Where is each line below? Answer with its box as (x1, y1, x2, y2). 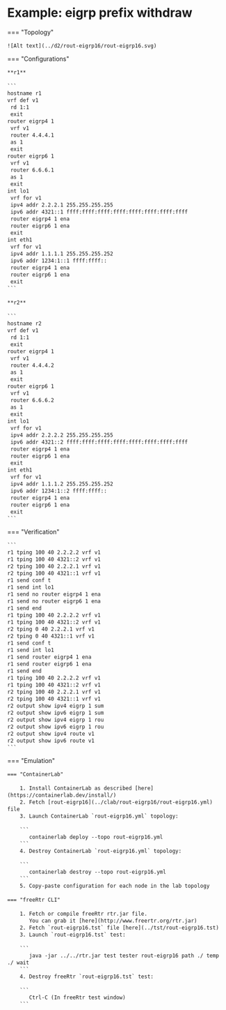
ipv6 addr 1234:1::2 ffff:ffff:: (10, 487, 108, 495)
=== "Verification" (7, 527, 60, 536)
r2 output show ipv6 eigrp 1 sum (7, 709, 104, 716)
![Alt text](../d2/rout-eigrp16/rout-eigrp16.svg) (7, 42, 157, 50)
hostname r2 (7, 319, 42, 327)
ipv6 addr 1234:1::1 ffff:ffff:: (10, 257, 108, 264)
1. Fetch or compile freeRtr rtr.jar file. (19, 910, 148, 917)
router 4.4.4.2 (10, 361, 54, 369)
